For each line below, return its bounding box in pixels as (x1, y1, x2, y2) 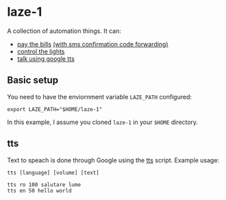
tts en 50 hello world (7, 187, 72, 194)
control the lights (16, 47, 65, 55)
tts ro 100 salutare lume (7, 181, 81, 188)
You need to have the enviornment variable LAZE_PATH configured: (7, 92, 192, 101)
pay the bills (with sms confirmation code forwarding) (16, 40, 169, 48)
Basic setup (7, 75, 59, 86)
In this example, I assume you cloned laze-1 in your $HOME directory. (7, 118, 199, 126)
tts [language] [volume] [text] (7, 169, 99, 176)
